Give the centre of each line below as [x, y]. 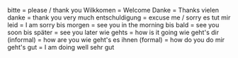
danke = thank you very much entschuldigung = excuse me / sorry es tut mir [119, 17]
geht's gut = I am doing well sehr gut [61, 47]
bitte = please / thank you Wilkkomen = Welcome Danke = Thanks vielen [113, 10]
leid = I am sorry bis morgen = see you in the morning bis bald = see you [113, 25]
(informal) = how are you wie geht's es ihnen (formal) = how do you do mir [116, 40]
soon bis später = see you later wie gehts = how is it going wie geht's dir [113, 32]
